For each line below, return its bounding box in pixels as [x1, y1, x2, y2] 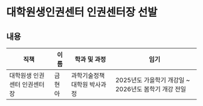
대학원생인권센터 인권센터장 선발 [6, 5, 158, 19]
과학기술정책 [71, 72, 105, 79]
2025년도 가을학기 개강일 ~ [115, 76, 190, 84]
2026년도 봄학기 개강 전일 [115, 85, 186, 93]
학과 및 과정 [74, 55, 106, 63]
